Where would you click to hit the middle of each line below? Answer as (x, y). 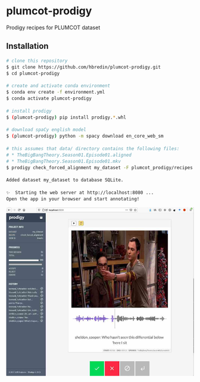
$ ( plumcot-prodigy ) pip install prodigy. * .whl (66, 117)
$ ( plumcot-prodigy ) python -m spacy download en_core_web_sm (85, 136)
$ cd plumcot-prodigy (33, 73)
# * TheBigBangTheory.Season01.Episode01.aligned (69, 155)
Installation (27, 46)
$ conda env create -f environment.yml (56, 92)
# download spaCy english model (46, 130)
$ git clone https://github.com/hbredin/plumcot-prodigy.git (84, 67)
